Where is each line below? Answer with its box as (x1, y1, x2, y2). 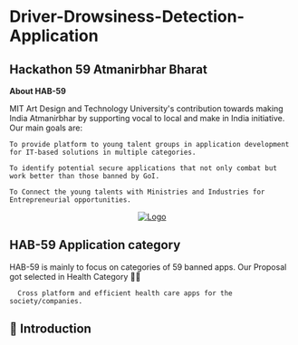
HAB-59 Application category (9, 237, 181, 253)
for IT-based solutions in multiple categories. (9, 148, 197, 157)
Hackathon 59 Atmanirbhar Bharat (9, 62, 208, 77)
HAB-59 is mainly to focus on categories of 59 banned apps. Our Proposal (9, 261, 287, 273)
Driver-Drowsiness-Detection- (9, 6, 245, 27)
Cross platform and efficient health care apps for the (17, 288, 233, 298)
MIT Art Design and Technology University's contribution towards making (9, 103, 284, 114)
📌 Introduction (9, 321, 92, 337)
